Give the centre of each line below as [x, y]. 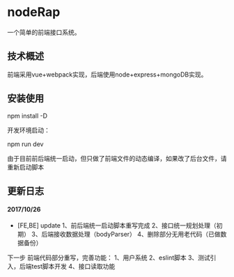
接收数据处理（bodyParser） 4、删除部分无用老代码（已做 [137, 235]
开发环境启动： [29, 130]
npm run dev [25, 144]
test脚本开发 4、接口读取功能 [73, 267]
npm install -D [27, 116]
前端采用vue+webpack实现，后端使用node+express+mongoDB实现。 [107, 74]
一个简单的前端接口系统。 [44, 32]
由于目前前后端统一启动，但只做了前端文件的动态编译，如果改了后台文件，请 [117, 158]
